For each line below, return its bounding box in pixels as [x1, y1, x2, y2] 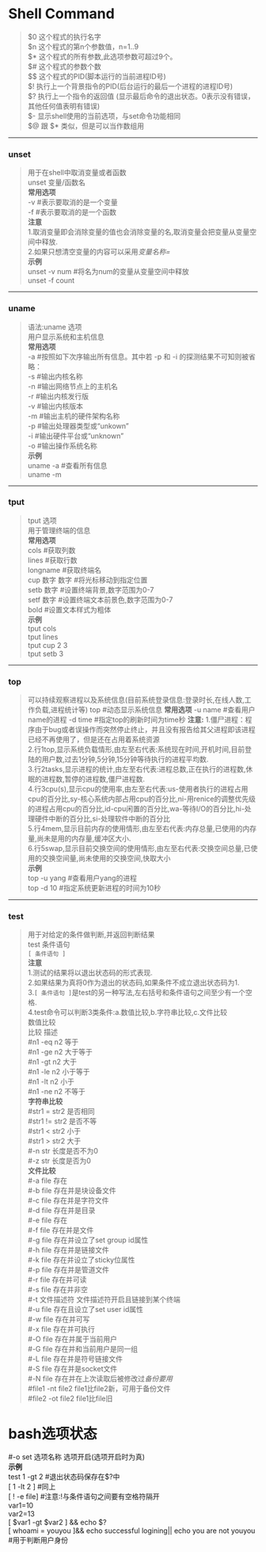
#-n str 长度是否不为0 [27, 1146, 99, 1156]
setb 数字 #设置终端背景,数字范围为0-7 [27, 585, 154, 594]
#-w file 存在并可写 [27, 1314, 90, 1324]
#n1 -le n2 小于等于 [27, 1067, 90, 1077]
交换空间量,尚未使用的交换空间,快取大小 [41, 853, 171, 864]
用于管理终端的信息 [27, 525, 91, 535]
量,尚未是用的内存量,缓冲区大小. [27, 833, 131, 844]
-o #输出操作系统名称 [27, 440, 97, 450]
